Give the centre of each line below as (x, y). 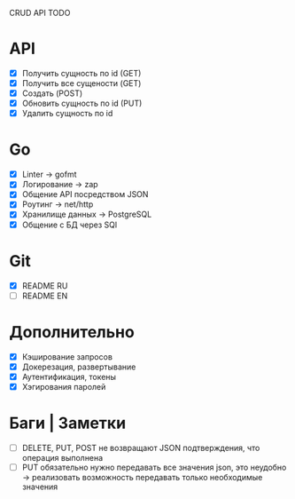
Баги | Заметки (68, 423)
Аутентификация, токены (69, 376)
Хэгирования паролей (64, 386)
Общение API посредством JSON (85, 194)
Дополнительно (72, 332)
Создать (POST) (52, 93)
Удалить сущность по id (67, 114)
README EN (45, 296)
